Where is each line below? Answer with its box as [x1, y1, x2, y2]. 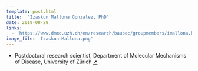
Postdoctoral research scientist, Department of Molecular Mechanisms [14, 52, 187, 59]
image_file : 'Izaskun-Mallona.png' [6, 36, 94, 42]
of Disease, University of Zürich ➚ [14, 58, 98, 65]
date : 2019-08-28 [6, 19, 49, 25]
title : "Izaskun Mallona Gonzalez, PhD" [6, 14, 110, 20]
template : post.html [6, 8, 57, 15]
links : [6, 25, 22, 31]
